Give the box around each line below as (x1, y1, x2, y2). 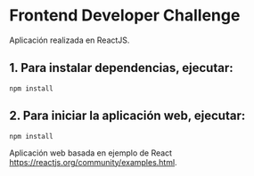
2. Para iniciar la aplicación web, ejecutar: (9, 108, 246, 124)
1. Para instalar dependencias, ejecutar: (9, 60, 234, 76)
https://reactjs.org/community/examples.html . (9, 156, 177, 167)
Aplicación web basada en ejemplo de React (9, 148, 172, 158)
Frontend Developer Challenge (9, 5, 241, 26)
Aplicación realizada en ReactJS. (9, 35, 130, 45)
